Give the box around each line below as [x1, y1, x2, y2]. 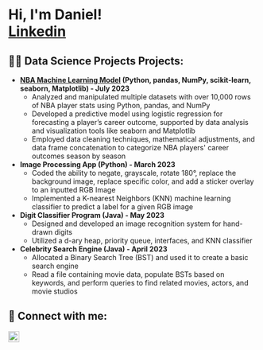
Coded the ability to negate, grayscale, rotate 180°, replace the [31, 169, 237, 177]
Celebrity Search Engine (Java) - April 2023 [19, 244, 168, 254]
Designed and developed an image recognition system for [31, 219, 222, 228]
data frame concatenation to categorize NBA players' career [31, 143, 230, 152]
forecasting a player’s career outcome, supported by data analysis [31, 118, 249, 126]
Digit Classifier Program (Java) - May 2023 [19, 211, 164, 220]
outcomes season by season [31, 151, 126, 161]
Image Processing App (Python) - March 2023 [19, 160, 176, 169]
